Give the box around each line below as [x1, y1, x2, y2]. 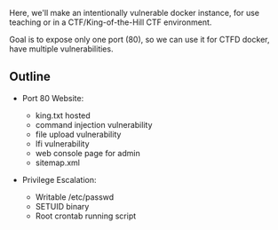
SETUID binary [35, 201, 90, 211]
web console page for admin [35, 147, 140, 158]
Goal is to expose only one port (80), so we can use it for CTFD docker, [9, 35, 270, 44]
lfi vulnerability [35, 138, 91, 149]
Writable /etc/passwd [35, 191, 115, 202]
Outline [9, 69, 51, 84]
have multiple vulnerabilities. [9, 44, 114, 54]
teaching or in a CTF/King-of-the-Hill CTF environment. [9, 17, 212, 28]
